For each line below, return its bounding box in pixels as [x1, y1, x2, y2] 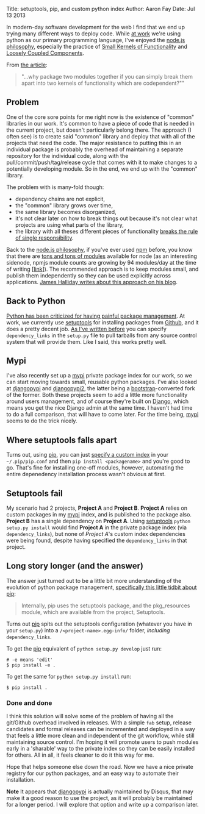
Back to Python [6, 296, 66, 307]
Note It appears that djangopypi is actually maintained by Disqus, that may [6, 788, 193, 795]
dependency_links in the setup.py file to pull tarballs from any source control [6, 332, 197, 339]
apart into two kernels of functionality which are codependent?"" [21, 79, 185, 87]
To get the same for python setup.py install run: [6, 673, 131, 680]
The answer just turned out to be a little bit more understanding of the [6, 577, 182, 584]
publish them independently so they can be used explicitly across [6, 271, 171, 279]
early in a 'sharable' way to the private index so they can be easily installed [6, 745, 195, 752]
